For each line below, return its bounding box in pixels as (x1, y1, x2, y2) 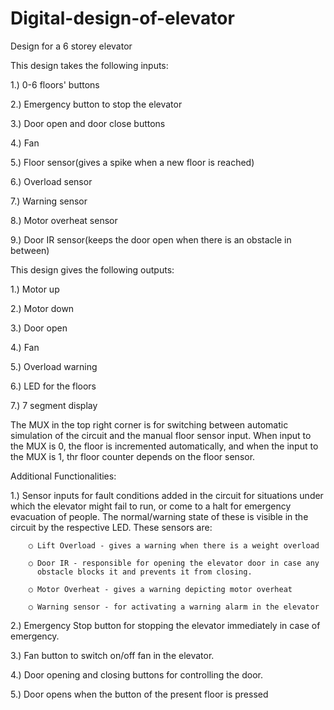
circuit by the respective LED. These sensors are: (10, 521, 213, 533)
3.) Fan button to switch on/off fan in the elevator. (10, 649, 215, 661)
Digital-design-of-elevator (10, 7, 235, 30)
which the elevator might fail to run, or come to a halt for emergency (10, 500, 292, 512)
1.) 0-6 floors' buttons (10, 78, 100, 91)
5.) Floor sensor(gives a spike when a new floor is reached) (10, 156, 255, 168)
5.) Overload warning (10, 360, 98, 372)
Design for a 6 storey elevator (10, 40, 133, 52)
